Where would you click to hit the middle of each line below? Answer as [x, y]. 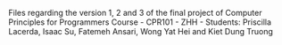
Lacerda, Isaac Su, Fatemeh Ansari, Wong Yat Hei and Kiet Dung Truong [141, 31]
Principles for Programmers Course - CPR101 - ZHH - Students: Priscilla [140, 22]
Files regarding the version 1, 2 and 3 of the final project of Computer [135, 13]
